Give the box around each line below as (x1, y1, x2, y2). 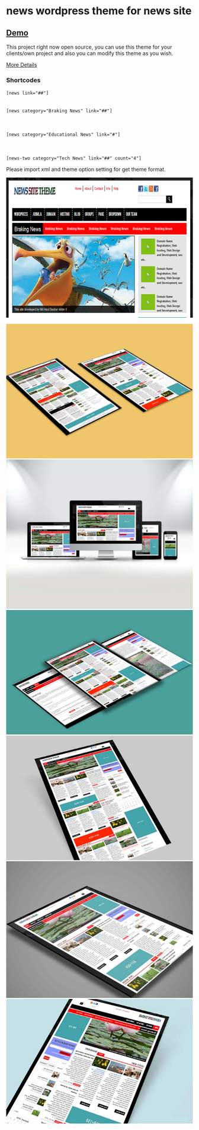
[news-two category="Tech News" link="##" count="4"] (6, 155, 142, 161)
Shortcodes (6, 76, 41, 84)
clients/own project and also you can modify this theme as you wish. (6, 50, 174, 57)
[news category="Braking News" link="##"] (6, 108, 113, 114)
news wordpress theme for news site (6, 4, 192, 18)
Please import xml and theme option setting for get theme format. (6, 166, 166, 173)
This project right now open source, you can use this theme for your (6, 43, 172, 50)
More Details (6, 61, 37, 68)
